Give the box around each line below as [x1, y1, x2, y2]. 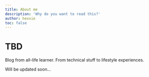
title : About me [5, 7, 38, 12]
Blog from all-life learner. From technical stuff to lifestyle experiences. [5, 57, 144, 63]
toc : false [5, 20, 27, 26]
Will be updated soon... [5, 66, 51, 72]
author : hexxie [5, 16, 36, 21]
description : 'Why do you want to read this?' [5, 12, 101, 16]
